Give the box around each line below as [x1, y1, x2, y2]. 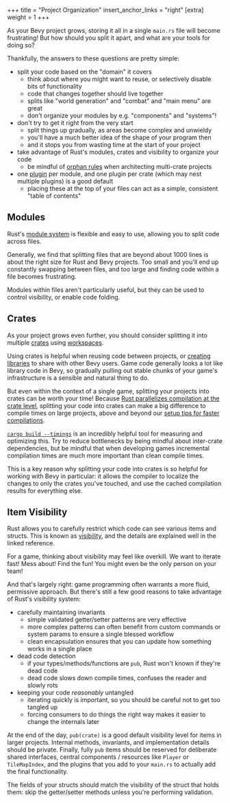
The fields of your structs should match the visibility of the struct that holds [7, 781, 219, 789]
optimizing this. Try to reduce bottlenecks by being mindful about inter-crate [7, 436, 222, 445]
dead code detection [16, 652, 77, 660]
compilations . [7, 416, 45, 425]
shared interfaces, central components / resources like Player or [7, 753, 190, 761]
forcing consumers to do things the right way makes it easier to [27, 710, 206, 719]
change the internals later [27, 718, 100, 726]
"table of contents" [27, 192, 81, 200]
